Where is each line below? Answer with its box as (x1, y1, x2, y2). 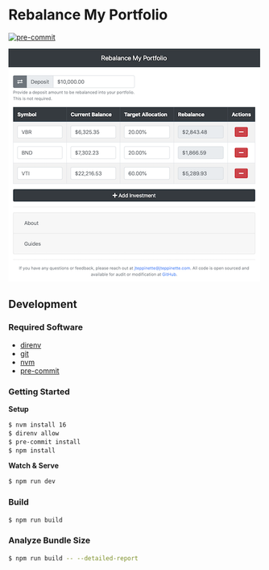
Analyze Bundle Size (8, 535, 91, 546)
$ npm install (8, 446, 56, 455)
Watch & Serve (8, 461, 59, 471)
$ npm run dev (8, 477, 56, 485)
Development (8, 297, 78, 311)
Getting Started (8, 385, 70, 397)
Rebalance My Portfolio (8, 6, 168, 24)
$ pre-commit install (8, 438, 81, 446)
